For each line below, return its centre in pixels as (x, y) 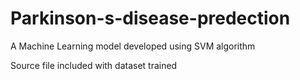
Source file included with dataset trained (94, 65)
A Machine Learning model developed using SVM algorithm (133, 46)
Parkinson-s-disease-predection (150, 18)
